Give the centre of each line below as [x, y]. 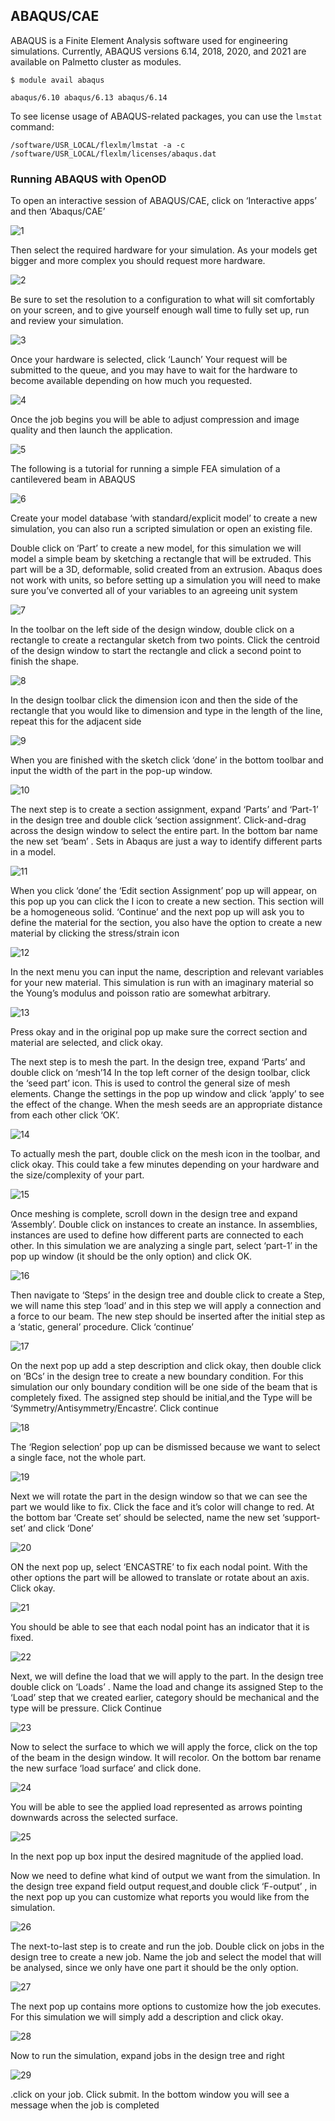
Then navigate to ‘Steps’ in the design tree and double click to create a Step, [168, 1295]
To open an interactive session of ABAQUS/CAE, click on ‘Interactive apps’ [163, 201]
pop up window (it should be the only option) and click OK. [131, 1256]
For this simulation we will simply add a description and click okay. [147, 2017]
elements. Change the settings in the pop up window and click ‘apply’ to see [167, 1094]
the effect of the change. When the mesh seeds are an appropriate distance [166, 1105]
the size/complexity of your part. [77, 1175]
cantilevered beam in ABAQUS [73, 480]
